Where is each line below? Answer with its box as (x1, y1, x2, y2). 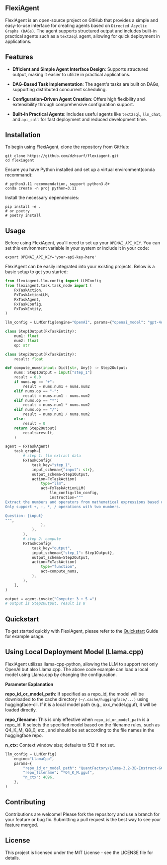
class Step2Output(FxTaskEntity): (5, 351, 77, 357)
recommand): (5, 172, 33, 178)
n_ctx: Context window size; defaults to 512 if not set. (5, 742, 115, 748)
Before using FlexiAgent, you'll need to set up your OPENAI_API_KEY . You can (5, 240, 161, 246)
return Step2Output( (14, 426, 57, 431)
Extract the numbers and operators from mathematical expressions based (5, 500, 159, 505)
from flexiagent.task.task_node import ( (5, 283, 92, 288)
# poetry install (5, 213, 41, 218)
